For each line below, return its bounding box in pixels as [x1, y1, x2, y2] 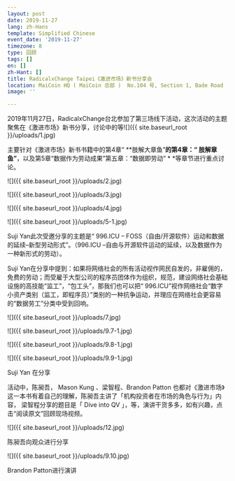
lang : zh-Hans [7, 23, 49, 30]
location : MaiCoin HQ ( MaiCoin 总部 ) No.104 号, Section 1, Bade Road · [7, 82, 230, 89]
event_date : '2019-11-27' [7, 36, 83, 43]
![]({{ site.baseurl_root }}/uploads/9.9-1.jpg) [7, 354, 133, 362]
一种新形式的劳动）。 [7, 250, 66, 258]
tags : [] [7, 56, 33, 63]
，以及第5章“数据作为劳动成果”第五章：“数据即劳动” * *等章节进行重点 [16, 155, 219, 163]
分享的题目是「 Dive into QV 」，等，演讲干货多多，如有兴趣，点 [39, 401, 223, 409]
